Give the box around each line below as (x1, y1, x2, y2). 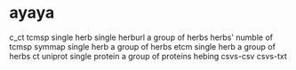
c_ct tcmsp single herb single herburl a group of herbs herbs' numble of (9, 32, 274, 43)
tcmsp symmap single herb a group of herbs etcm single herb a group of (9, 41, 276, 51)
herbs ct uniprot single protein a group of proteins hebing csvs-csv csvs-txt (9, 51, 287, 61)
